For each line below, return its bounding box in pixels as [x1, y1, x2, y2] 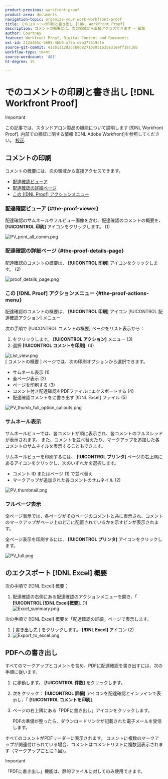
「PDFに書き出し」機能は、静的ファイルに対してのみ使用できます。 [5, 768, 145, 774]
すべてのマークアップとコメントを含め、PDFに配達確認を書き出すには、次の [5, 663, 163, 669]
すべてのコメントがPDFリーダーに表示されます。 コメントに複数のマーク [5, 735, 155, 741]
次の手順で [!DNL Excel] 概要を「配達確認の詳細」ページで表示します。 [5, 616, 152, 622]
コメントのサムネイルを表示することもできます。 [5, 443, 106, 449]
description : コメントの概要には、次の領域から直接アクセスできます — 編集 [5, 26, 145, 31]
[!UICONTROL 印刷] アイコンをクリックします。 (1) [5, 224, 110, 230]
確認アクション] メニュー [9, 315, 61, 321]
